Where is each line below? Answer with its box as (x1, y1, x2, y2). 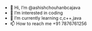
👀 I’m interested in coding (10, 10, 63, 16)
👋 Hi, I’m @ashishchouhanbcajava (10, 5, 80, 10)
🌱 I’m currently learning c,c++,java (10, 15, 82, 21)
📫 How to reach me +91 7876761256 (10, 21, 87, 27)
